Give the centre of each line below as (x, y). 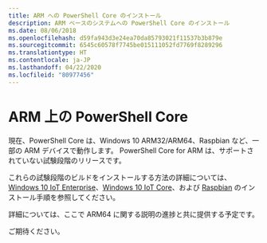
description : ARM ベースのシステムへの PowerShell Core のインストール (119, 23)
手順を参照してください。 (78, 197)
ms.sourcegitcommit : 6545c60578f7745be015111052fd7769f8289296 (116, 45)
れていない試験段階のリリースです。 (67, 160)
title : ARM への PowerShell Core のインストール (85, 16)
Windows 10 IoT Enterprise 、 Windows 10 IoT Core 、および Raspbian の (125, 187)
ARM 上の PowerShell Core (98, 117)
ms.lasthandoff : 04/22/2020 (55, 68)
